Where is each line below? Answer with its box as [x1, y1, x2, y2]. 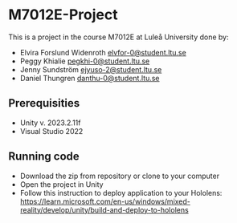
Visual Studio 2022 [19, 126, 84, 136]
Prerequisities [8, 96, 80, 110]
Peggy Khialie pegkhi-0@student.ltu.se [19, 56, 150, 66]
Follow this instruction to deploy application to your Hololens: [19, 188, 223, 197]
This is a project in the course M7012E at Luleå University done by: [8, 32, 229, 42]
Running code [8, 150, 80, 164]
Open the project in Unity [19, 179, 104, 189]
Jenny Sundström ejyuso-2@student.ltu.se [19, 64, 162, 74]
